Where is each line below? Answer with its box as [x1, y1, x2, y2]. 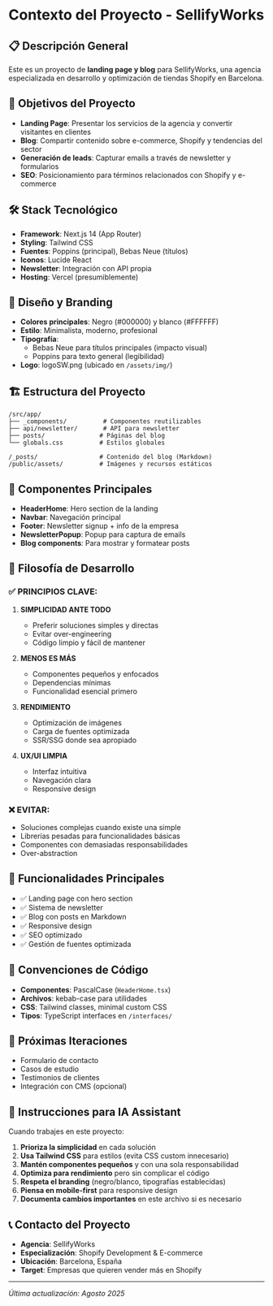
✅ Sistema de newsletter [19, 902, 103, 912]
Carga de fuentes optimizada [32, 726, 130, 736]
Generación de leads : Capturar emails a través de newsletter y [19, 153, 232, 162]
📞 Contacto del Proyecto [8, 1217, 131, 1231]
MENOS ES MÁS [19, 653, 76, 663]
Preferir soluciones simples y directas [32, 620, 159, 630]
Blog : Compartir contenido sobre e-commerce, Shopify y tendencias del [19, 136, 262, 145]
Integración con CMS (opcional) [19, 1082, 128, 1092]
